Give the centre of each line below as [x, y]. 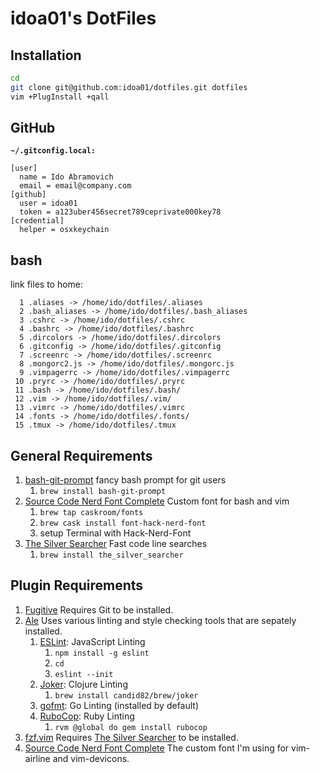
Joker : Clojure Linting [83, 684]
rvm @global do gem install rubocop [131, 727]
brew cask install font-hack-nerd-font [123, 523]
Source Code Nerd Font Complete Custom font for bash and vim [157, 501]
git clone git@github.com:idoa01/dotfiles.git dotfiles [129, 87]
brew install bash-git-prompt [103, 492]
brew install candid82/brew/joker [126, 695]
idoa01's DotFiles [83, 18]
